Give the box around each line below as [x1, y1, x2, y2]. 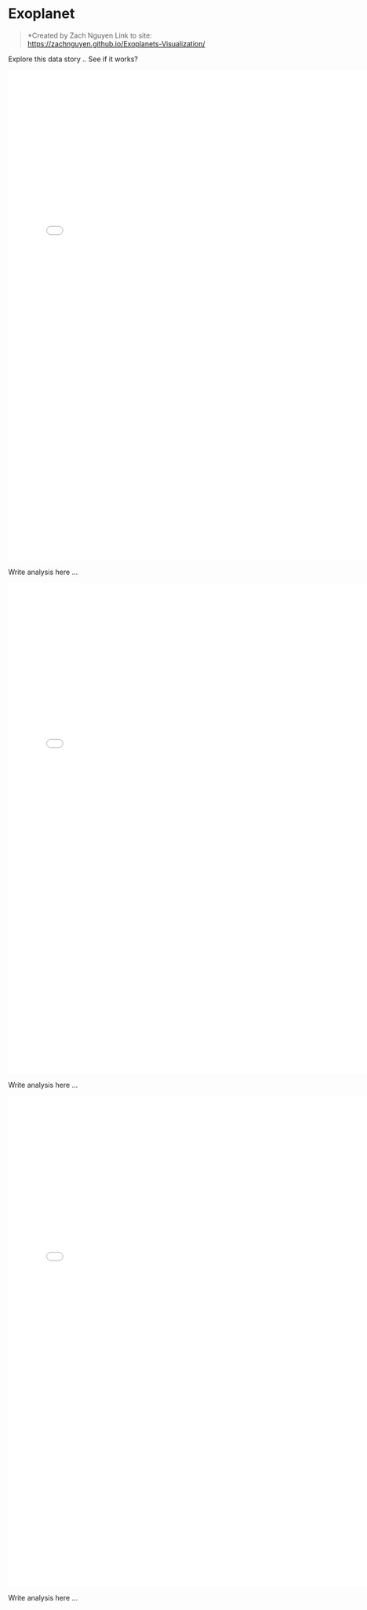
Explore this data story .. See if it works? [8, 54, 139, 64]
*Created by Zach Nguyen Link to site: [27, 31, 153, 40]
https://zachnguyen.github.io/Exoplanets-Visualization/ [27, 38, 205, 48]
